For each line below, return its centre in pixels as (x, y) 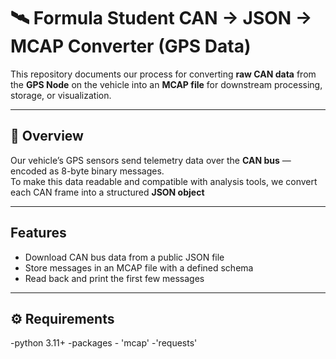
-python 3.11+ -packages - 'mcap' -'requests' (104, 343)
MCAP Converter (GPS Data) (131, 46)
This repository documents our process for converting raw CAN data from (163, 74)
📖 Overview (47, 136)
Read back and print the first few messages (114, 278)
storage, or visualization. (61, 95)
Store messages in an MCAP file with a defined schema (139, 267)
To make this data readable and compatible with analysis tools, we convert (164, 181)
